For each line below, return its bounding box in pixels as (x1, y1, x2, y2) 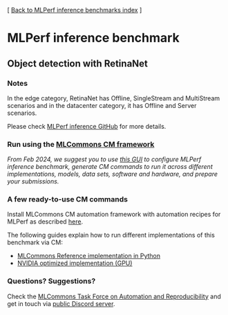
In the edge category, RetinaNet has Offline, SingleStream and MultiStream (7, 93, 220, 102)
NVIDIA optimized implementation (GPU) (17, 259, 133, 267)
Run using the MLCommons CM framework (7, 139, 155, 149)
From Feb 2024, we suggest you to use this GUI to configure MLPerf (7, 155, 202, 163)
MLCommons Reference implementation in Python (17, 252, 161, 260)
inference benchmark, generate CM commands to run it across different (7, 163, 213, 171)
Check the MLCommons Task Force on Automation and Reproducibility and (7, 292, 221, 300)
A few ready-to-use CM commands (7, 195, 128, 204)
